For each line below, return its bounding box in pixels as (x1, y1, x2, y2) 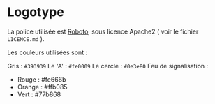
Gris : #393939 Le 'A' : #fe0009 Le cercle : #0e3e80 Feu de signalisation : (7, 61, 209, 70)
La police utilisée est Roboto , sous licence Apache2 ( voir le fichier (7, 27, 199, 36)
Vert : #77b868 (17, 90, 61, 98)
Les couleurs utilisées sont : (7, 48, 88, 57)
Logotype (7, 4, 64, 20)
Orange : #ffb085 (17, 82, 68, 91)
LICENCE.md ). (7, 34, 45, 43)
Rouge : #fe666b (17, 75, 66, 84)
